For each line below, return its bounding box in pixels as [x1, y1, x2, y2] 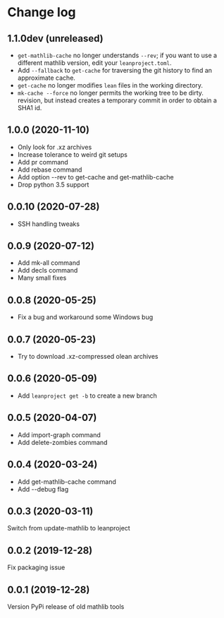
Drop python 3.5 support [17, 180, 89, 189]
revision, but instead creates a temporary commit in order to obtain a [17, 96, 217, 105]
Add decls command [17, 266, 78, 275]
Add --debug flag [17, 485, 69, 493]
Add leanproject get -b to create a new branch [17, 391, 157, 400]
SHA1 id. [17, 104, 42, 112]
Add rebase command [17, 165, 82, 174]
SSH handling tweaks [17, 220, 80, 228]
